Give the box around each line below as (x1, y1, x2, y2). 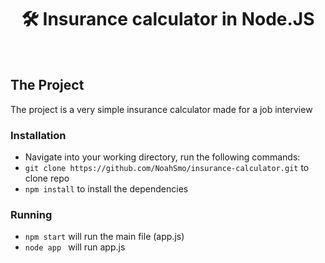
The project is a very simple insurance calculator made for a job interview (10, 103, 313, 115)
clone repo (24, 172, 70, 185)
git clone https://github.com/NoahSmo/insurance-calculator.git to (24, 162, 310, 174)
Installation (10, 128, 67, 142)
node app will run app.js (24, 241, 126, 253)
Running (10, 207, 53, 221)
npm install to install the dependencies (24, 183, 189, 195)
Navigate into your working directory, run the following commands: (24, 151, 301, 163)
